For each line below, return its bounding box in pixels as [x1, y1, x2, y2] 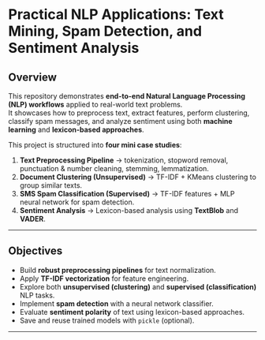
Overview [8, 70, 58, 84]
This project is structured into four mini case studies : [8, 140, 182, 149]
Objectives [8, 245, 63, 258]
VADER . [19, 215, 46, 223]
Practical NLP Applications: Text [8, 6, 224, 24]
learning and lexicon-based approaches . [8, 125, 144, 134]
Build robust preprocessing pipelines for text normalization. [19, 265, 217, 275]
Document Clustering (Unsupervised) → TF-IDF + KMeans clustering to [19, 172, 256, 181]
